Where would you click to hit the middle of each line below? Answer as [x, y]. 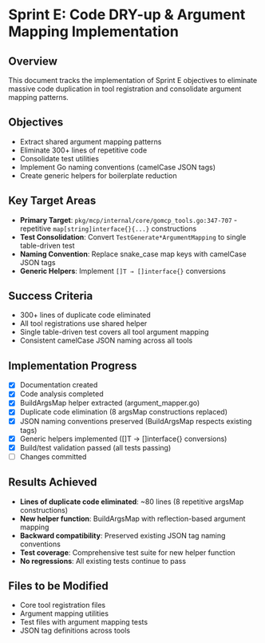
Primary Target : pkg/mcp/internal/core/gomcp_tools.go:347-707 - [129, 220]
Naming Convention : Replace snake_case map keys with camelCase [133, 254]
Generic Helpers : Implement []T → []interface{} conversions [123, 271]
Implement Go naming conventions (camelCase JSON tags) [118, 167]
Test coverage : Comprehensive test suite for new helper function [127, 552]
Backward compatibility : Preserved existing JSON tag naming [123, 535]
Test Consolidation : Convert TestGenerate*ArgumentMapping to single [133, 236]
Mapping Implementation [94, 32]
